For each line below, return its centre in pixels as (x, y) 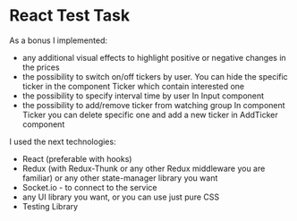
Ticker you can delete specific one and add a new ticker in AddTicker (150, 115)
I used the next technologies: (63, 141)
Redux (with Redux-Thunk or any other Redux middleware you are (144, 168)
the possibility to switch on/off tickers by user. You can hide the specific (155, 76)
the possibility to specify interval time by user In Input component (143, 96)
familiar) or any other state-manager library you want (120, 178)
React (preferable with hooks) (77, 158)
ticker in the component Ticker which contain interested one (133, 86)
